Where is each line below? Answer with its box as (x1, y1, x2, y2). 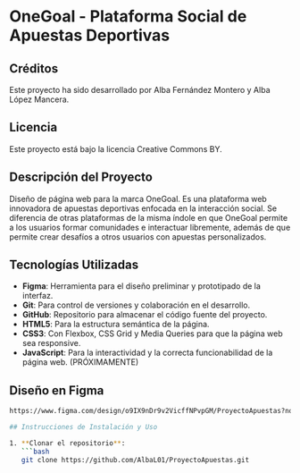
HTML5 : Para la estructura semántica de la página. (21, 319, 210, 330)
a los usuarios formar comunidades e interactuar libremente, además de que (9, 222, 291, 232)
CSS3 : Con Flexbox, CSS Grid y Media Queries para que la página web (21, 328, 283, 339)
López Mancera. (9, 94, 70, 105)
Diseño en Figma (9, 383, 104, 398)
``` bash (21, 447, 50, 456)
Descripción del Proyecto (9, 170, 154, 185)
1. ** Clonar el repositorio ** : (9, 439, 126, 448)
